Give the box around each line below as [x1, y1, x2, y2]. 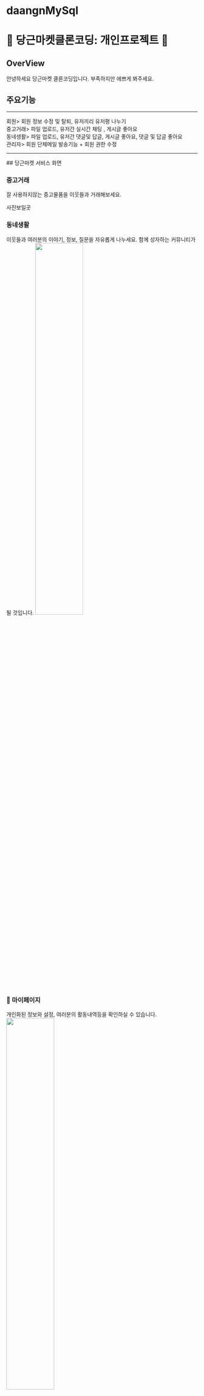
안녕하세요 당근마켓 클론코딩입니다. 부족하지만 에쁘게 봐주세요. [6, 75, 154, 82]
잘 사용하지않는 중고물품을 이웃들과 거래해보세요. [6, 191, 122, 198]
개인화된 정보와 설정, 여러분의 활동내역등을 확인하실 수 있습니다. [6, 1011, 157, 1018]
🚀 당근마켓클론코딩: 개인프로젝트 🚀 [6, 34, 169, 48]
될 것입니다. [6, 609, 35, 616]
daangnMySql [6, 4, 79, 18]
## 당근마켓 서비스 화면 [6, 159, 62, 166]
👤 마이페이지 [6, 995, 41, 1004]
